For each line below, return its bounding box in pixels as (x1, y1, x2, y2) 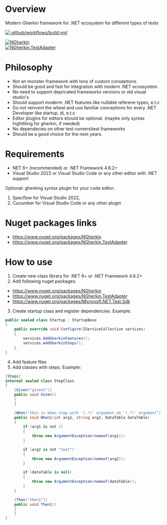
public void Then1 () (14, 502, 57, 507)
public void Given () (14, 392, 57, 397)
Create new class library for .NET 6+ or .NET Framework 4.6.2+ (12, 273, 143, 279)
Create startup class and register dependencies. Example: (12, 308, 132, 314)
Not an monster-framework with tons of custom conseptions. (12, 78, 138, 84)
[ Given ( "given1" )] (14, 387, 52, 393)
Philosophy (5, 62, 53, 73)
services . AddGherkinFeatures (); (23, 336, 90, 341)
